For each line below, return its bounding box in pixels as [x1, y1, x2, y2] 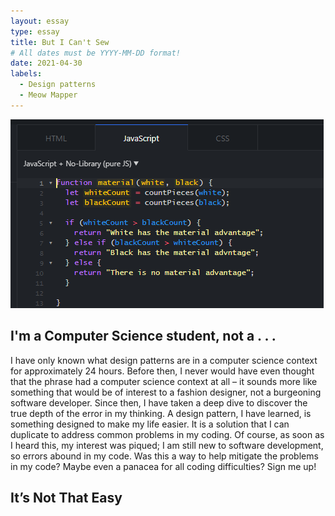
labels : [10, 69, 43, 79]
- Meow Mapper [19, 90, 78, 100]
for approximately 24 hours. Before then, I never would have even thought [10, 365, 315, 377]
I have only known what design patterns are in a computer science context [10, 354, 318, 366]
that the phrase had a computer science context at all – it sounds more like [10, 375, 318, 387]
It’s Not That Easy [10, 489, 123, 506]
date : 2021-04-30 [10, 58, 83, 69]
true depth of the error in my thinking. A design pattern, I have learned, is [10, 407, 312, 419]
